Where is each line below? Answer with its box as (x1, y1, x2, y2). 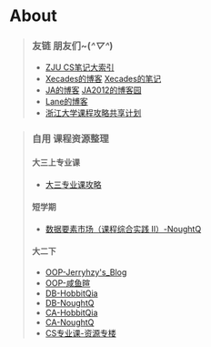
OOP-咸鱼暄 (45, 278, 91, 289)
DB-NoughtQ (45, 298, 95, 309)
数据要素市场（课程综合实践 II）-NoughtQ (45, 223, 202, 234)
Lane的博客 (45, 97, 88, 107)
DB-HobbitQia (45, 288, 98, 299)
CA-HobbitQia (45, 307, 98, 319)
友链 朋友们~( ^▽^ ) (31, 40, 114, 53)
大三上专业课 (31, 157, 80, 168)
